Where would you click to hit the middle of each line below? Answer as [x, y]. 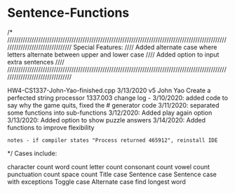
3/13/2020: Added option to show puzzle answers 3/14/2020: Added [106, 120]
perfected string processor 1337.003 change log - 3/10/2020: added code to [117, 98]
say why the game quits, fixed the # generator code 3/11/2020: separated [113, 105]
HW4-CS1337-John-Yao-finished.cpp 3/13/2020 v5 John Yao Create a [109, 90]
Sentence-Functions [68, 13]
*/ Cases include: [32, 153]
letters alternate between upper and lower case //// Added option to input [113, 55]
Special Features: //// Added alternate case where [145, 47]
